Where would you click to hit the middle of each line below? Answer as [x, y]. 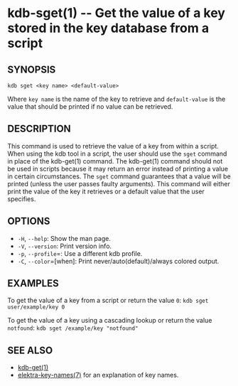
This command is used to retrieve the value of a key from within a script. [113, 146]
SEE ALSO [30, 350]
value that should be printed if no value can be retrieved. [90, 107]
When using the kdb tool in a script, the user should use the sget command [117, 154]
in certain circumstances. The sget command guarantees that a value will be [119, 176]
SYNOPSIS [32, 69]
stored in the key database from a [108, 28]
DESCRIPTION [39, 129]
